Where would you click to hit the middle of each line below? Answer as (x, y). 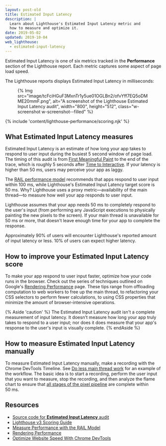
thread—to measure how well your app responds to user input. (69, 195)
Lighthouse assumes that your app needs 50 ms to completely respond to (81, 205)
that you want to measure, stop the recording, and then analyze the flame (80, 379)
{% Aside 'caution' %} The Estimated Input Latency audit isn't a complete (80, 312)
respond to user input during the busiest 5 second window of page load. (79, 154)
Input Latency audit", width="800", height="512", (67, 106)
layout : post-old (23, 10)
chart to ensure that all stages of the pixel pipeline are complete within (77, 384)
